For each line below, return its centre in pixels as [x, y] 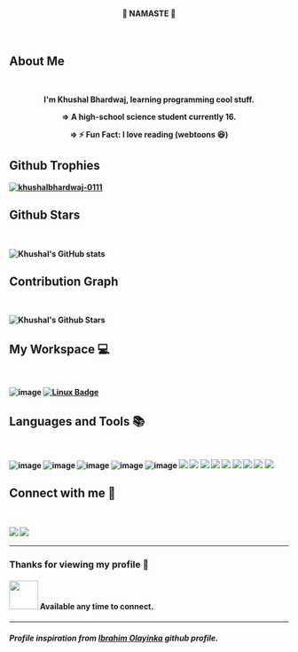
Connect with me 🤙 [63, 493]
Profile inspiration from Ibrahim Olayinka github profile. [114, 638]
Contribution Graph [64, 282]
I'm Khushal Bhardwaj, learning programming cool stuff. [149, 99]
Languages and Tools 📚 [77, 421]
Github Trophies [55, 166]
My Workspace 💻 [59, 349]
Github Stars [45, 215]
